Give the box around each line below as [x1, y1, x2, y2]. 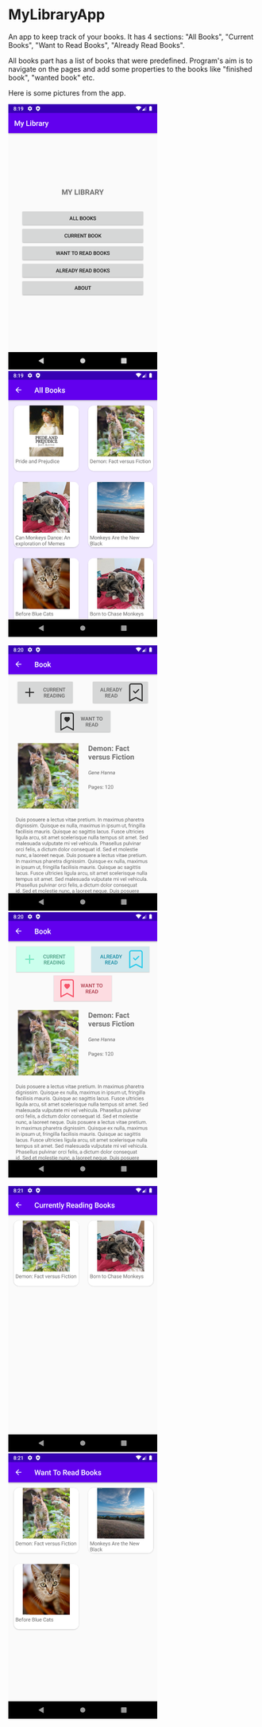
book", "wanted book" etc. [8, 72, 95, 82]
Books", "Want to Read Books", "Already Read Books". [8, 40, 185, 49]
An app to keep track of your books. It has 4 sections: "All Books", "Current [8, 32, 254, 41]
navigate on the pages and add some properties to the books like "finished [8, 64, 252, 73]
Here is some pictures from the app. [8, 88, 126, 97]
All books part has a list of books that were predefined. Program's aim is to [8, 56, 252, 65]
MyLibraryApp [8, 6, 106, 24]
